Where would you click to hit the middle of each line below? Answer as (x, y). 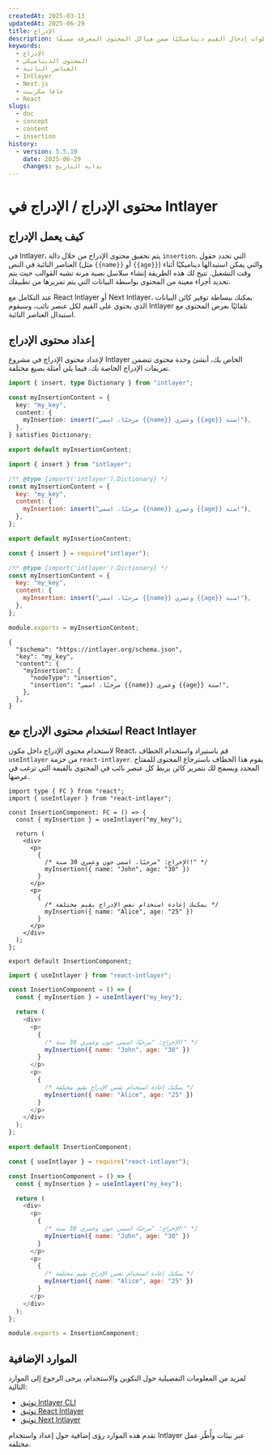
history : (23, 144)
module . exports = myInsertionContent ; (74, 628)
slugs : (19, 106)
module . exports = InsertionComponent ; (74, 1334)
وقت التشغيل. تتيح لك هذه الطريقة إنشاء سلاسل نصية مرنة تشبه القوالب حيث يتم (130, 273)
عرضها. (19, 776)
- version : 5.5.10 (47, 151)
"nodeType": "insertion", (73, 678)
